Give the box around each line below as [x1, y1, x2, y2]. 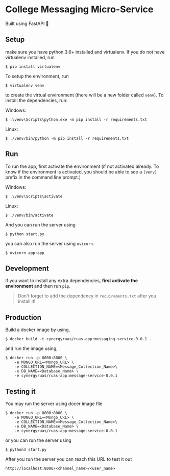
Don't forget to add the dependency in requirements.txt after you [17, 293, 157, 299]
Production [5, 313, 42, 322]
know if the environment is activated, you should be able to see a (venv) [5, 168, 157, 174]
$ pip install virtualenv [5, 64, 60, 69]
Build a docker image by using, [5, 327, 70, 333]
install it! [17, 298, 36, 305]
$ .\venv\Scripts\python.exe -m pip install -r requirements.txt [5, 117, 147, 122]
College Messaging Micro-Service [5, 4, 154, 15]
